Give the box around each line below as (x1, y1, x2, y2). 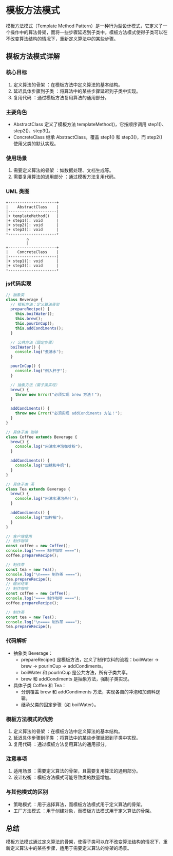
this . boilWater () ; (15, 311, 54, 317)
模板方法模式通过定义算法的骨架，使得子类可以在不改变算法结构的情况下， (6, 838, 163, 845)
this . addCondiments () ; (15, 325, 64, 331)
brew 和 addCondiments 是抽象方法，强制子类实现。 (21, 675, 132, 682)
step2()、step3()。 (13, 127, 53, 134)
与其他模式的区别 (6, 789, 48, 796)
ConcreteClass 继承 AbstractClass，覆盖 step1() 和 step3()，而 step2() (13, 134, 163, 140)
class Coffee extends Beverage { (6, 434, 78, 440)
